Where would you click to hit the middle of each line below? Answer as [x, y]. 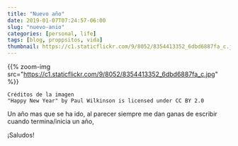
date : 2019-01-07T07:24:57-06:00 [57, 20]
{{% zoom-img [29, 67]
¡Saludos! [21, 135]
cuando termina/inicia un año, [51, 121]
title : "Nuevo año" [36, 14]
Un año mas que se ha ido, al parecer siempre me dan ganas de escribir [112, 114]
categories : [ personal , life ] [52, 34]
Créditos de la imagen [41, 95]
